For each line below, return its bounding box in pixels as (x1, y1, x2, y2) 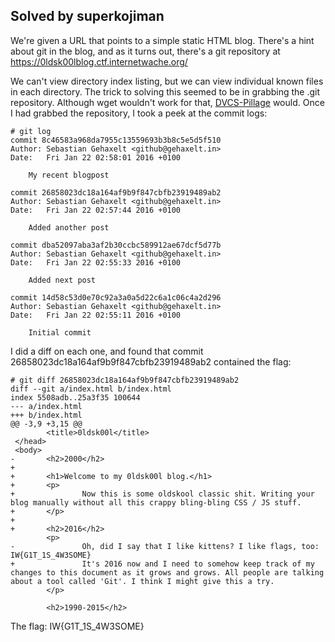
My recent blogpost (28, 170, 110, 180)
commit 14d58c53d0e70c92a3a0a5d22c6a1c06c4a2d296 (10, 292, 222, 303)
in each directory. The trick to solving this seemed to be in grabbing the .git (10, 85, 321, 98)
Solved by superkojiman (10, 8, 165, 25)
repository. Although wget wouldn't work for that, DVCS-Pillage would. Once (10, 96, 325, 108)
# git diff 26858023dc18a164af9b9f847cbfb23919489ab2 (10, 375, 240, 385)
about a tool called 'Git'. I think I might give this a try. (10, 576, 275, 586)
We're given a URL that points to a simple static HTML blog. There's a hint (10, 34, 315, 46)
